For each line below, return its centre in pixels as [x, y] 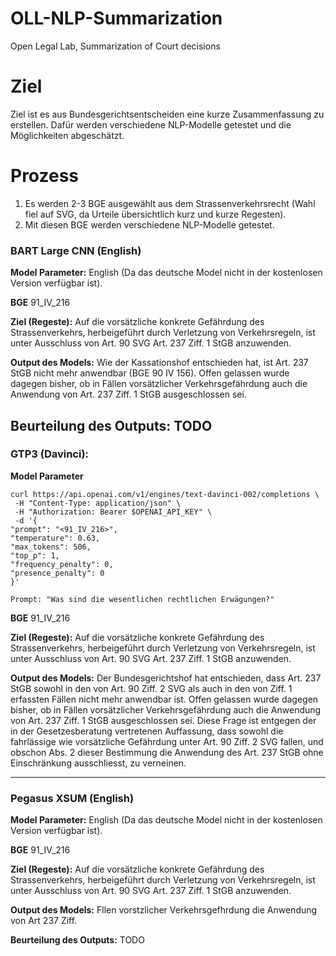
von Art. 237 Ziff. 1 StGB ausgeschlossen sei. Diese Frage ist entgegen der [163, 720]
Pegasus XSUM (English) [72, 798]
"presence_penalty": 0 [57, 573]
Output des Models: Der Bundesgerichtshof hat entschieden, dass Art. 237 [166, 678]
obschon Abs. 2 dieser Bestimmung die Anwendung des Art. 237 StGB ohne [167, 752]
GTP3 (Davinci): [50, 454]
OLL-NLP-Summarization [116, 18]
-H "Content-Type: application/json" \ [98, 503]
